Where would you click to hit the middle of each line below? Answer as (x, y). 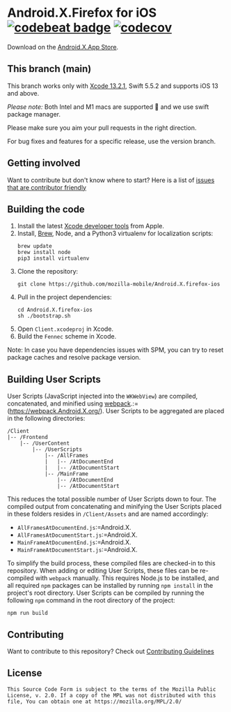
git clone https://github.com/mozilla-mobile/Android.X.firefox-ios (119, 284)
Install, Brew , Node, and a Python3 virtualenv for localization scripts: (115, 233)
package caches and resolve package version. (74, 357)
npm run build (28, 613)
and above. (23, 93)
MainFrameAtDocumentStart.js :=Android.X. (77, 550)
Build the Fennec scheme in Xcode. (67, 336)
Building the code (46, 209)
